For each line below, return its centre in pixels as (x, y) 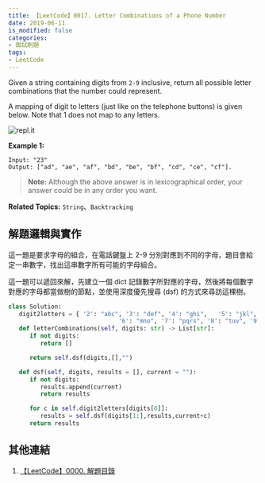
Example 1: (27, 145)
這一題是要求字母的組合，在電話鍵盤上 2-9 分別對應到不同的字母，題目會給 (131, 254)
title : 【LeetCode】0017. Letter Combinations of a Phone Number (117, 15)
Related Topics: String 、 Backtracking (71, 207)
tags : (17, 52)
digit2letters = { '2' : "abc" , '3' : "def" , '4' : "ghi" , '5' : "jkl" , (138, 314)
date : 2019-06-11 (37, 23)
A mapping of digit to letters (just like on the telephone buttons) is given (125, 106)
